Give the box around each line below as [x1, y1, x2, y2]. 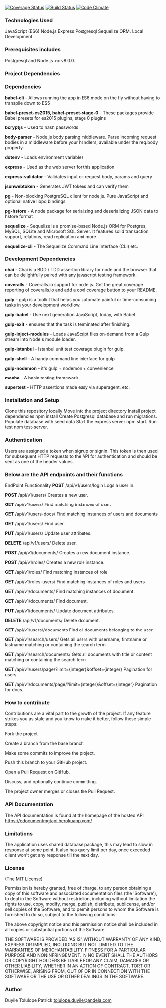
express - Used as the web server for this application [5, 164, 115, 170]
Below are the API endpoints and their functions [5, 471, 123, 478]
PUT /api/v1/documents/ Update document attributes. [5, 608, 115, 614]
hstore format [5, 213, 33, 219]
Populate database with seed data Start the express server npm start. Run [5, 419, 157, 425]
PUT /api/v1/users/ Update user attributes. [5, 530, 92, 536]
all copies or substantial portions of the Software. [5, 927, 106, 933]
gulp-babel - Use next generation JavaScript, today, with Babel [5, 312, 135, 318]
